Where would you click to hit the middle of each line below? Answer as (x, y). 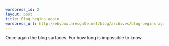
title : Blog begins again (32, 19)
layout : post (19, 14)
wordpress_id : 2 (22, 10)
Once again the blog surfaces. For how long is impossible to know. (74, 38)
